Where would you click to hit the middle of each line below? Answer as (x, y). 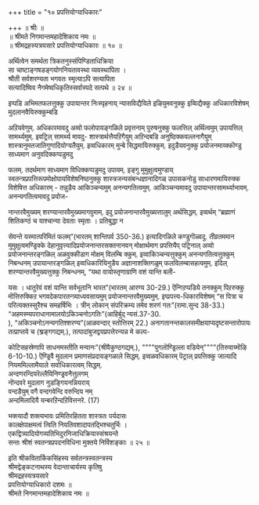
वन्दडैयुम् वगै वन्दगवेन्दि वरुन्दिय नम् (50, 391)
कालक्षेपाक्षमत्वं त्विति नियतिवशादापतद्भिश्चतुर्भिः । (68, 425)
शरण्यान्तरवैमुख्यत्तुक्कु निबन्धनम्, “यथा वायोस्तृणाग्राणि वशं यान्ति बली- (92, 272)
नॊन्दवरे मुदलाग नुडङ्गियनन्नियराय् (49, 383)
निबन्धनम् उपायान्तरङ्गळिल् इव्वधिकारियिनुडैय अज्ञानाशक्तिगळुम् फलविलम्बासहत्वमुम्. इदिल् (118, 263)
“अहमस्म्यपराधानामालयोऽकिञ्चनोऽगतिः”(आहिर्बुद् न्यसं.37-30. (85, 314)
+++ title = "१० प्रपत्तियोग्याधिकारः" (56, 12)
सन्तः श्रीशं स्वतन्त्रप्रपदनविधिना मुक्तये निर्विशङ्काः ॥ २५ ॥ (79, 442)
